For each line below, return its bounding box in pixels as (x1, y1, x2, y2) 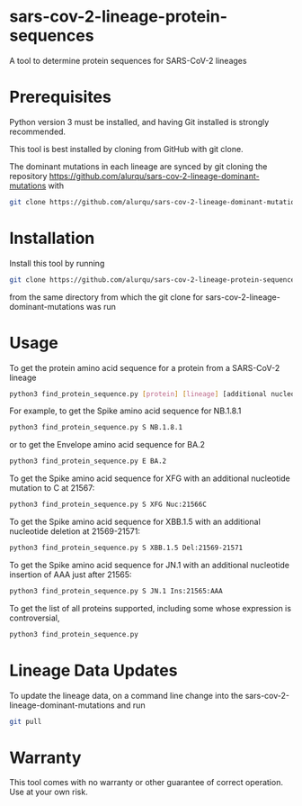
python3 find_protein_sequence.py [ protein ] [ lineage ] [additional (9, 389, 268, 398)
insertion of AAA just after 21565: (9, 569, 132, 580)
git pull (9, 717, 42, 726)
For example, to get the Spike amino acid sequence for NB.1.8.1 (9, 405, 242, 416)
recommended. (9, 126, 66, 137)
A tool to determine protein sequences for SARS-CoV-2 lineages (9, 55, 247, 66)
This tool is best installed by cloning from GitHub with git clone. (9, 143, 244, 154)
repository (9, 170, 48, 181)
